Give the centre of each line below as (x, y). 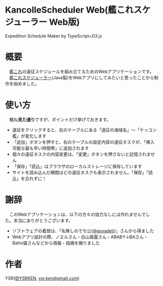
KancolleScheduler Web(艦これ (69, 10)
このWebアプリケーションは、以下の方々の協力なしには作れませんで (77, 214)
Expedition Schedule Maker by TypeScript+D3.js (54, 36)
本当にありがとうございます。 (43, 220)
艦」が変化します (29, 136)
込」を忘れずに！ (29, 179)
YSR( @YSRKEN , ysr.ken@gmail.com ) (42, 278)
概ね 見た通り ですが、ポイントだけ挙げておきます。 (60, 119)
